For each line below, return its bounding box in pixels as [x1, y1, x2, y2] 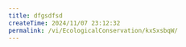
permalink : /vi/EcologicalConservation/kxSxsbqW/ [8, 26, 179, 34]
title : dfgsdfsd [8, 11, 63, 20]
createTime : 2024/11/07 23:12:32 [8, 19, 121, 27]
